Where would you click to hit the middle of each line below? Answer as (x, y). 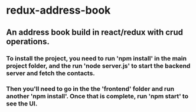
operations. (28, 41)
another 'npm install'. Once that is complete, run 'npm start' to (97, 97)
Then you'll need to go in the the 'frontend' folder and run (90, 89)
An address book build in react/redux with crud (94, 32)
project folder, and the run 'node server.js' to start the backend (98, 66)
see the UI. (22, 104)
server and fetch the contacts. (51, 73)
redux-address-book (58, 10)
